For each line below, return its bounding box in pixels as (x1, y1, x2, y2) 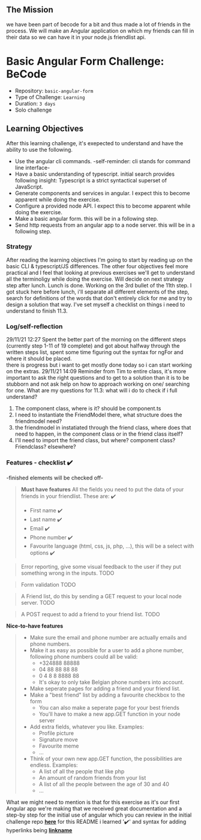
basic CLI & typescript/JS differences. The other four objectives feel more (6, 262, 189, 269)
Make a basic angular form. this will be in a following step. (14, 215, 158, 222)
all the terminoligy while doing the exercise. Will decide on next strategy (6, 275, 184, 283)
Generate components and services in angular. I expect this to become (14, 189, 190, 197)
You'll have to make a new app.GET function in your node (38, 710, 181, 718)
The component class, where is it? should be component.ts (14, 405, 161, 412)
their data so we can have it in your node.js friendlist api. (6, 33, 146, 41)
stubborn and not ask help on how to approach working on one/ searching (6, 380, 190, 388)
